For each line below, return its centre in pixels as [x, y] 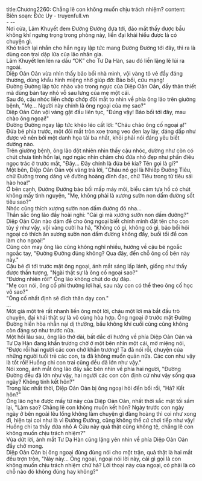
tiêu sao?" [19, 202]
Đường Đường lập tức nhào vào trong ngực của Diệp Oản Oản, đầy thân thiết [101, 86]
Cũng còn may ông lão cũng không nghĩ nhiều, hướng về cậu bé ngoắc [94, 247]
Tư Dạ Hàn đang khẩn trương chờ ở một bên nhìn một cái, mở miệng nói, [96, 343]
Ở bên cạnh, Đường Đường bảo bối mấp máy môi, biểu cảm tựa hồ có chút [99, 189]
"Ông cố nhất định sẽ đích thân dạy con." [58, 298]
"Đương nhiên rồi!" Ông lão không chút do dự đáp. [69, 279]
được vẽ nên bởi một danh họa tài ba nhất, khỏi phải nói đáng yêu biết [93, 138]
